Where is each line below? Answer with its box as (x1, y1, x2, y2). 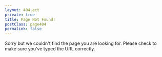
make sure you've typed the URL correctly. (5, 46, 95, 52)
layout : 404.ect (5, 7, 39, 13)
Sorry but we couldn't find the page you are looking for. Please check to (5, 40, 157, 46)
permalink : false (5, 26, 42, 32)
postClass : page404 (5, 21, 47, 27)
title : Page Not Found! (5, 17, 56, 22)
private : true (5, 12, 35, 17)
